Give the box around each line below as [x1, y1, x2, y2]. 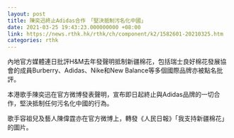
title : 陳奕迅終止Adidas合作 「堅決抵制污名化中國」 [7, 17, 147, 24]
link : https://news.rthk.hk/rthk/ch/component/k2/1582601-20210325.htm [7, 30, 223, 38]
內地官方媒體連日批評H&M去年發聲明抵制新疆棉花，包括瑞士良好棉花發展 [7, 58, 221, 66]
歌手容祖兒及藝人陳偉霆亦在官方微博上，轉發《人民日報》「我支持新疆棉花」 [7, 115, 228, 123]
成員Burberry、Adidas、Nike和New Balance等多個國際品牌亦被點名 [19, 66, 217, 75]
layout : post [7, 10, 46, 18]
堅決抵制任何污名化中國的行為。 [19, 99, 113, 107]
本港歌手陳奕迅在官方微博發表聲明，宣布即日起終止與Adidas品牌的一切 [7, 90, 214, 99]
